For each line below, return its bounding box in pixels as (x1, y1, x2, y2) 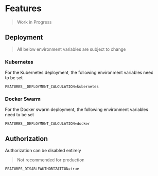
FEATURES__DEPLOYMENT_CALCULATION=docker (5, 121, 90, 126)
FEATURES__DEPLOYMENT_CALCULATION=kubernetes (5, 84, 99, 89)
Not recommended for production (17, 157, 85, 163)
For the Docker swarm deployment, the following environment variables (5, 107, 148, 112)
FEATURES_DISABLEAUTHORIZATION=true (5, 167, 79, 172)
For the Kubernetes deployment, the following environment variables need (5, 69, 154, 76)
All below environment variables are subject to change (17, 46, 126, 52)
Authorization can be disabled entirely (5, 148, 81, 154)
